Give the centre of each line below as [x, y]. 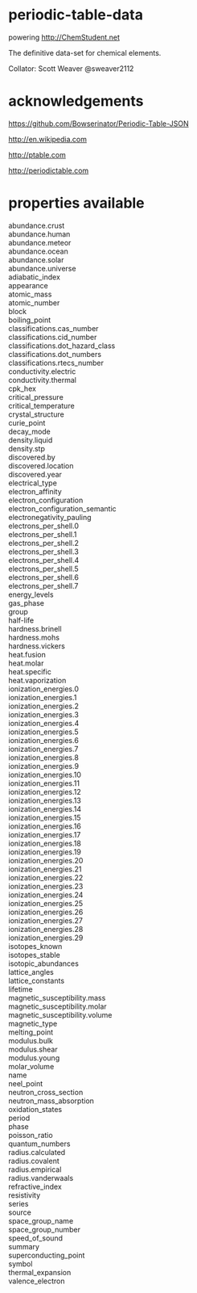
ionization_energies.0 [43, 689]
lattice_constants [37, 980]
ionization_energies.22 [46, 877]
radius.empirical [35, 1169]
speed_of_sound [35, 1238]
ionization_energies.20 [46, 860]
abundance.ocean [38, 251]
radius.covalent [34, 1161]
